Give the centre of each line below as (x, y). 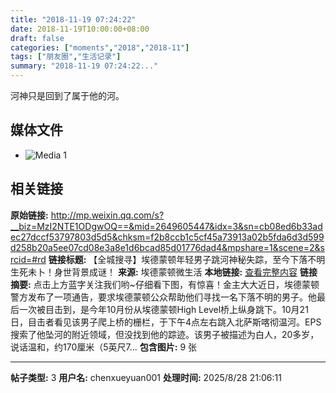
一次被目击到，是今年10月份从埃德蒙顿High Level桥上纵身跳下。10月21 (163, 309)
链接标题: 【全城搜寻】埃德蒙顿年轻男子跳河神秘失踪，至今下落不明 (187, 259)
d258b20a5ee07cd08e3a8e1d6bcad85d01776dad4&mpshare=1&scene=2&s (167, 247)
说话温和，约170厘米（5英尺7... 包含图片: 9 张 (103, 347)
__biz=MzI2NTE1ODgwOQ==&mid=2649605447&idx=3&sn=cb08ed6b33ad (166, 226)
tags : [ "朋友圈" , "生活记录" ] (66, 57)
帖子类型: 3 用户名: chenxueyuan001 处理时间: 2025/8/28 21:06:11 (146, 377)
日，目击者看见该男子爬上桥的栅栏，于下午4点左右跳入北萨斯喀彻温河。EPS (166, 322)
